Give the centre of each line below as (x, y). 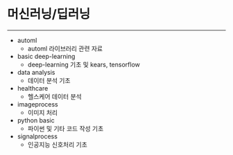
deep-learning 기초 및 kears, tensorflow (84, 64)
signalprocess (37, 136)
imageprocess (38, 104)
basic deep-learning (46, 56)
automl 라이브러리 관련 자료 (65, 48)
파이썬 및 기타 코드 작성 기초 (66, 128)
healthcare (33, 88)
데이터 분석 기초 (49, 80)
